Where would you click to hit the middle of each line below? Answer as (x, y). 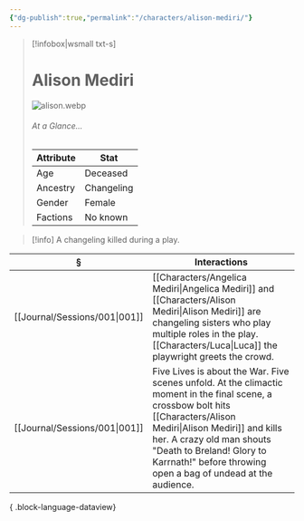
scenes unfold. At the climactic (218, 382)
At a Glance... (57, 126)
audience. (173, 484)
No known (106, 217)
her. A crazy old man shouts (212, 439)
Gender (52, 202)
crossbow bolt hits (191, 405)
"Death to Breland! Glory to (209, 450)
